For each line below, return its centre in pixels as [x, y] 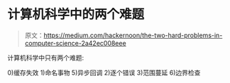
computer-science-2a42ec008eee [75, 43]
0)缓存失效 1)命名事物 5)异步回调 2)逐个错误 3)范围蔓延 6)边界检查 [104, 72]
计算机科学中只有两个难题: [46, 58]
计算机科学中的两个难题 [76, 14]
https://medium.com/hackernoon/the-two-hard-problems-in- [133, 35]
